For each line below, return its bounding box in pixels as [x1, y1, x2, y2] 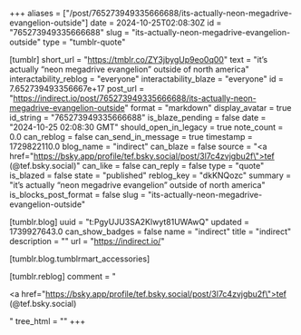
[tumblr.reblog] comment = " [9, 271, 116, 281]
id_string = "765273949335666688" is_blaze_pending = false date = [9, 113, 267, 123]
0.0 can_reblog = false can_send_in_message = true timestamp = [9, 132, 253, 142]
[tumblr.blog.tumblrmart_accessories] [9, 253, 150, 264]
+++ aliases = [9, 8, 62, 18]
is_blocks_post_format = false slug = [9, 190, 147, 200]
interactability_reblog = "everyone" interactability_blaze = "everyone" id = [9, 74, 284, 84]
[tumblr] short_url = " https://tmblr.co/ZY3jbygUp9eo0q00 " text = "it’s [9, 54, 268, 64]
